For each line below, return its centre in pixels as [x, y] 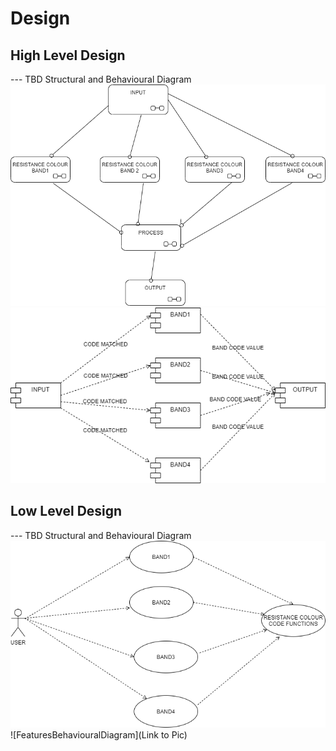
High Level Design [68, 55]
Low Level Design [66, 511]
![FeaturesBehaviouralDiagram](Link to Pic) [99, 734]
